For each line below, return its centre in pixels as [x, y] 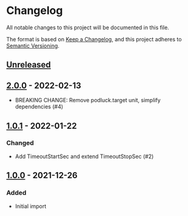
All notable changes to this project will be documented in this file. [88, 27]
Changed [20, 143]
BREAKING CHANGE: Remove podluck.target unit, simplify [88, 100]
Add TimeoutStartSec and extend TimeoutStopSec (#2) [84, 156]
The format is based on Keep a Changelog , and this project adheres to [94, 39]
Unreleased [29, 65]
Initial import [31, 206]
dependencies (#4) [39, 106]
